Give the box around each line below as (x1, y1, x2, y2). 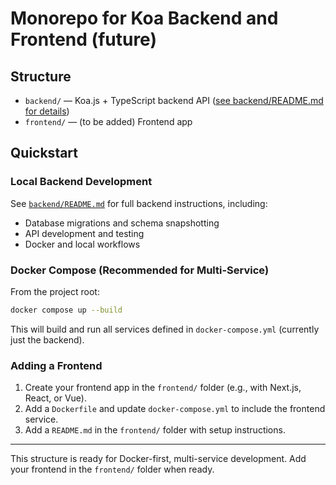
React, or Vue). (24, 392, 87, 404)
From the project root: (10, 285, 100, 297)
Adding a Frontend (10, 358, 103, 372)
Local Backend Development (10, 175, 153, 189)
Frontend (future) (10, 28, 157, 51)
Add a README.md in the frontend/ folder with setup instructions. (24, 424, 286, 436)
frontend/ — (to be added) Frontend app (24, 116, 193, 127)
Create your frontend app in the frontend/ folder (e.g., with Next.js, (24, 382, 302, 394)
